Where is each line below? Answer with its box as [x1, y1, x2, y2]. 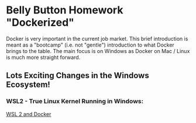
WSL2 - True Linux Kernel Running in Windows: [6, 97, 144, 106]
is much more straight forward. [6, 54, 81, 61]
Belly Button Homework [6, 3, 123, 17]
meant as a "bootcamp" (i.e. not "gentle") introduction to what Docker [6, 41, 174, 48]
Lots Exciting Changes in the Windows [6, 71, 149, 80]
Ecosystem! [6, 80, 51, 90]
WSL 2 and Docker [6, 110, 51, 117]
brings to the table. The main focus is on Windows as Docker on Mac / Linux [6, 47, 190, 54]
